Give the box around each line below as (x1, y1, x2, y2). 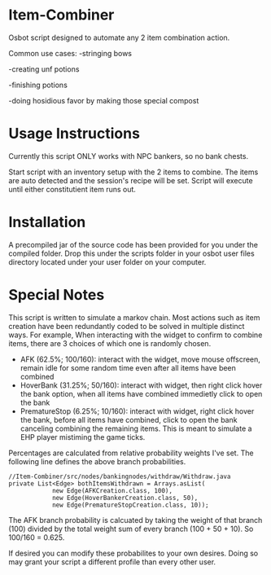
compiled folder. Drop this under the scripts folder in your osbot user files (8, 248, 255, 258)
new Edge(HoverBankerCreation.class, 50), (51, 494, 199, 502)
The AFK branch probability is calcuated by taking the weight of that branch (8, 515, 263, 525)
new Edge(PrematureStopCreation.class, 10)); (51, 501, 209, 509)
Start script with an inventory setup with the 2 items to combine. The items (8, 167, 259, 177)
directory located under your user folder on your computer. (8, 257, 207, 266)
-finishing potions (8, 80, 68, 90)
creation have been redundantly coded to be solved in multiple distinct (8, 321, 245, 331)
